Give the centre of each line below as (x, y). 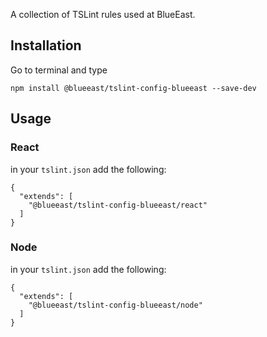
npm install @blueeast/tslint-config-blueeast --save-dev (133, 88)
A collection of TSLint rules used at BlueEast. (103, 14)
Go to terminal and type (59, 70)
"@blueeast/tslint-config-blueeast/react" (118, 205)
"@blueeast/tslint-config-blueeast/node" (115, 305)
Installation (46, 45)
